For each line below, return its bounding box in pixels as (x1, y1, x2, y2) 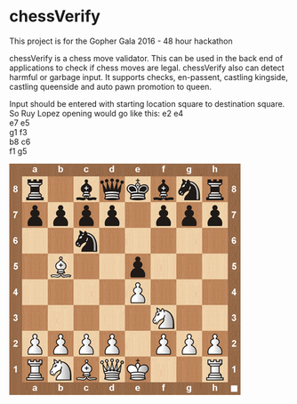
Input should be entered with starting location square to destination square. (9, 98, 285, 109)
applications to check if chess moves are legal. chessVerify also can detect (9, 62, 285, 73)
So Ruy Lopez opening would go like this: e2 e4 (9, 108, 184, 118)
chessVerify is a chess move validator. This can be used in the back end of (9, 53, 283, 63)
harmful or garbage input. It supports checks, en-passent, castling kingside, (9, 71, 289, 82)
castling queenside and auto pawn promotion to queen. (9, 81, 212, 92)
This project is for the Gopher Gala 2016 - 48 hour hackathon (9, 36, 233, 46)
